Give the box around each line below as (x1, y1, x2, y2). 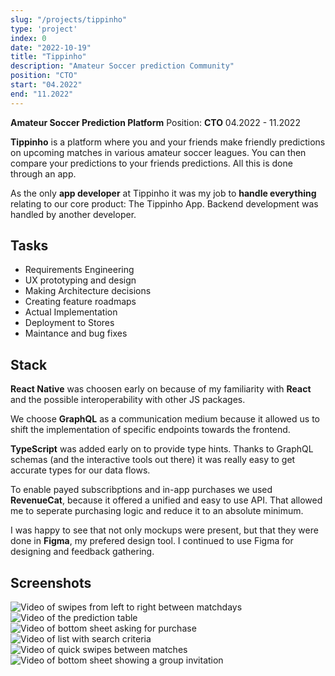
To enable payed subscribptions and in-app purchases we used (10, 484, 273, 496)
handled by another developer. (10, 208, 137, 220)
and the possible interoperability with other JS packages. (10, 394, 246, 406)
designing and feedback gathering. (10, 546, 155, 558)
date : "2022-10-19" (10, 42, 92, 53)
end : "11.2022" (10, 89, 74, 99)
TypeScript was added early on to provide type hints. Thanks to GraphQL (10, 443, 314, 455)
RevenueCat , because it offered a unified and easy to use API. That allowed (10, 494, 323, 506)
